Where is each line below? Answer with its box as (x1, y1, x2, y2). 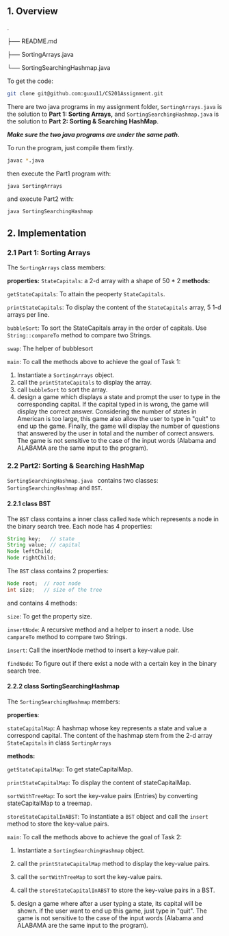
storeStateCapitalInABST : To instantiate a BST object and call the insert (7, 812, 208, 820)
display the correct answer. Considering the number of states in (16, 407, 197, 416)
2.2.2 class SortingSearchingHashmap (7, 682, 120, 691)
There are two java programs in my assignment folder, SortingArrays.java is (7, 102, 222, 110)
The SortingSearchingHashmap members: (7, 697, 121, 706)
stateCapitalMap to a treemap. (7, 799, 92, 807)
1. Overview (7, 5, 58, 17)
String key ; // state (7, 535, 75, 542)
